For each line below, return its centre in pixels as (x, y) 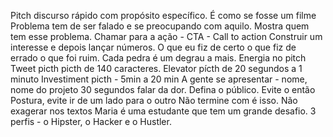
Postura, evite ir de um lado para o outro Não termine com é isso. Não (154, 100)
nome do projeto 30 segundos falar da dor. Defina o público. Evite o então (163, 89)
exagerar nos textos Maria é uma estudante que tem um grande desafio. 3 (163, 111)
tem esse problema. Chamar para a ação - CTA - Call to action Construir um (166, 36)
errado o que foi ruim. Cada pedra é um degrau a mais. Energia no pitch (158, 58)
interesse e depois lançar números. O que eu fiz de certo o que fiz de (153, 47)
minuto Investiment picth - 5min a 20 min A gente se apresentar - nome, (159, 79)
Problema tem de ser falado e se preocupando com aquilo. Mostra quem (160, 26)
